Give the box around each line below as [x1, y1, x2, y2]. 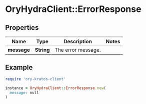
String [34, 46, 50, 53]
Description [63, 38, 92, 45]
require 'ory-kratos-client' [5, 76, 66, 82]
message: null [9, 90, 39, 95]
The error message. [54, 46, 101, 53]
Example [5, 63, 33, 72]
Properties [5, 23, 39, 32]
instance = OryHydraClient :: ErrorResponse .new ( [5, 86, 106, 91]
